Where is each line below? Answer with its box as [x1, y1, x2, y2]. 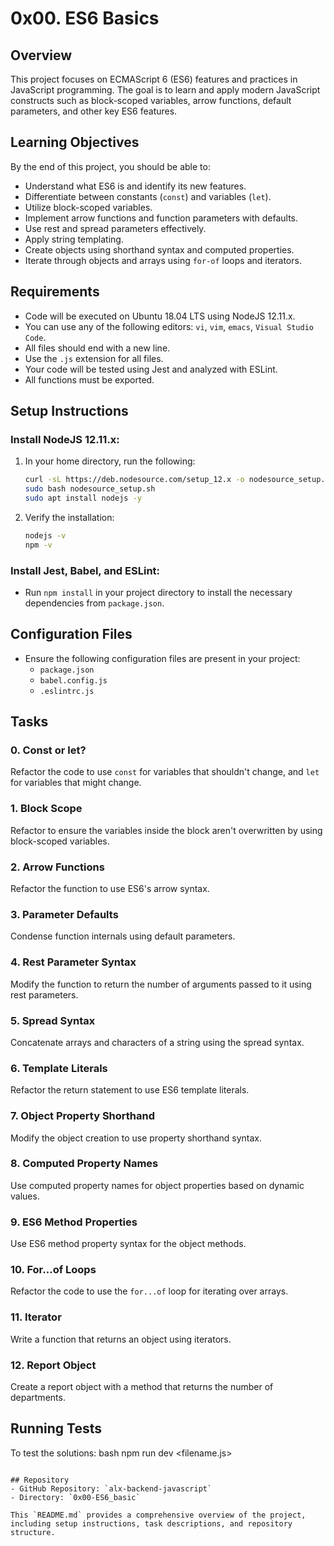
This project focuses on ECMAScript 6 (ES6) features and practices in [10, 73, 298, 85]
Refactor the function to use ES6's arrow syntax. [10, 883, 210, 895]
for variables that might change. [10, 777, 142, 789]
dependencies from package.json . [24, 597, 165, 609]
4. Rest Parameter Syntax [10, 955, 137, 969]
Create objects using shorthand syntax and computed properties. [24, 243, 295, 256]
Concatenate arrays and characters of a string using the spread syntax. [10, 1036, 305, 1048]
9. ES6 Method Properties [10, 1215, 138, 1229]
